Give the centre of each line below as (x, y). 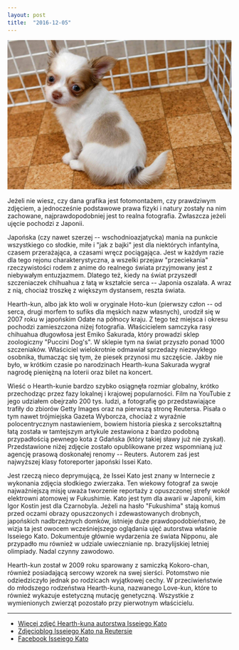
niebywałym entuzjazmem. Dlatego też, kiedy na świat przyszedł (102, 275)
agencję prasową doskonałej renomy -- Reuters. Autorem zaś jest (103, 454)
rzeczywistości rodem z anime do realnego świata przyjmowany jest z (110, 268)
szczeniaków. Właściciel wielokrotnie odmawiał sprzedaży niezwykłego (112, 350)
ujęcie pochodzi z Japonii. (46, 224)
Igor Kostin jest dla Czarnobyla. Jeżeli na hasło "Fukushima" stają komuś (114, 506)
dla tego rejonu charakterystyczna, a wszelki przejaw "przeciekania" (108, 260)
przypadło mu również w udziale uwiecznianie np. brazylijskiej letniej (108, 544)
